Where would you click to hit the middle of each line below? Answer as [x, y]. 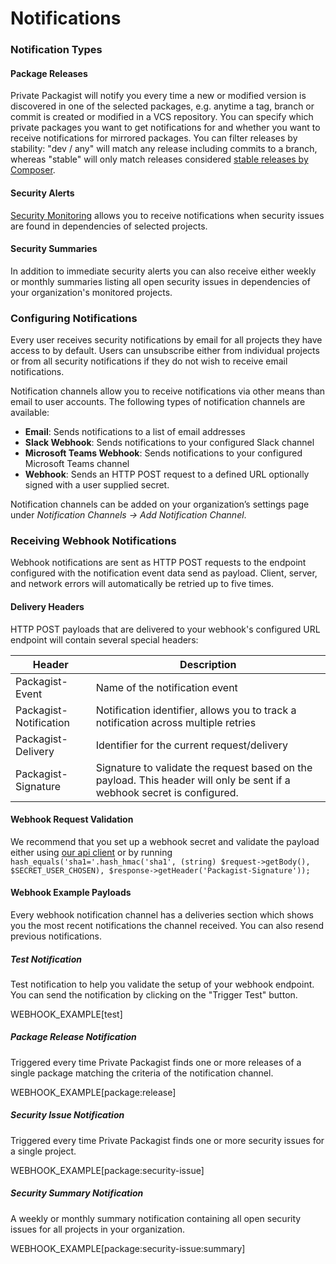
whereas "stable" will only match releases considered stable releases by [159, 159]
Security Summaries [54, 249]
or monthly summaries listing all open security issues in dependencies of [160, 281]
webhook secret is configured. [167, 792]
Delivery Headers [47, 606]
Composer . [33, 170]
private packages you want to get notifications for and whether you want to [165, 128]
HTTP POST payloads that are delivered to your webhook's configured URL [165, 629]
